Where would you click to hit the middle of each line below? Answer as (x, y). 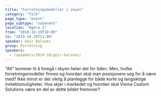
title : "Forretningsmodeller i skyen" (44, 10)
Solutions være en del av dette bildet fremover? (53, 89)
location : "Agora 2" (26, 28)
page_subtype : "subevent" (31, 23)
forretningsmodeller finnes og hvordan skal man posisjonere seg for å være (81, 74)
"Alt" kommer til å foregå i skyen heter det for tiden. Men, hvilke (69, 69)
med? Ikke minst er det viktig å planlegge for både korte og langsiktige (76, 79)
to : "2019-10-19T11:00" (29, 37)
